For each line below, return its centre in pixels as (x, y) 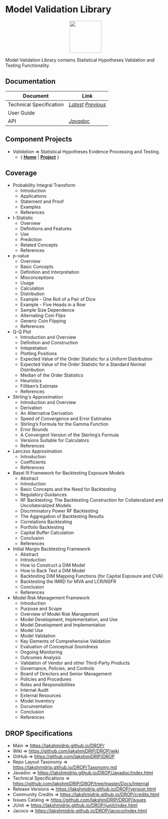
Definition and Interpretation (50, 272)
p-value (21, 256)
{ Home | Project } (40, 157)
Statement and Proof (42, 202)
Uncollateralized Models (46, 506)
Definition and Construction (49, 343)
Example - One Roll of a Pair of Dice (58, 299)
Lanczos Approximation (37, 451)
